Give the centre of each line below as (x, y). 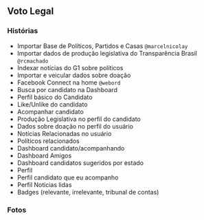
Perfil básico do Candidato (55, 97)
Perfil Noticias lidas (44, 184)
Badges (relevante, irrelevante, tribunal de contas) (88, 192)
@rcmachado (33, 61)
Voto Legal (31, 11)
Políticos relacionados (48, 141)
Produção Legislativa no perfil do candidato (79, 119)
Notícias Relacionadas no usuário (64, 133)
